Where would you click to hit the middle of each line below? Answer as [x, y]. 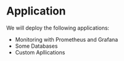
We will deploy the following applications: [58, 28]
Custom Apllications [40, 52]
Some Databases [36, 46]
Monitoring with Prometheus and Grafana [67, 39]
